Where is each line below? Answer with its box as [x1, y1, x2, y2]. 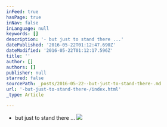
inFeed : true [6, 8, 39, 15]
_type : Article [6, 92, 44, 98]
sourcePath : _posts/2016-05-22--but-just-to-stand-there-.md [6, 81, 162, 87]
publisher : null [6, 70, 47, 76]
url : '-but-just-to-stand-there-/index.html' [6, 86, 121, 92]
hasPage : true [6, 14, 42, 20]
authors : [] [6, 64, 36, 70]
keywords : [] [6, 31, 39, 37]
